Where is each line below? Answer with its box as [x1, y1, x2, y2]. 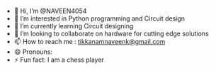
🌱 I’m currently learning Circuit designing [13, 22, 134, 30]
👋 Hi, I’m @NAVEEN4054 [13, 7, 87, 15]
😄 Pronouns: [13, 48, 53, 56]
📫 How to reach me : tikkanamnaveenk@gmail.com [13, 38, 166, 45]
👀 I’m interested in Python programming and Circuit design [13, 14, 186, 23]
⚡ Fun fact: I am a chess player [13, 55, 104, 64]
